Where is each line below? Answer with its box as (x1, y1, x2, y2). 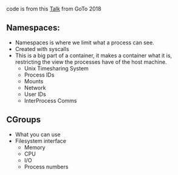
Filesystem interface (15, 137, 67, 145)
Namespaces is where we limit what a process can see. (15, 39, 154, 46)
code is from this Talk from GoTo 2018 (6, 5, 101, 12)
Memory (24, 143, 46, 151)
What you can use (15, 131, 61, 138)
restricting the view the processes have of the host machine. (15, 58, 167, 66)
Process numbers (24, 163, 69, 170)
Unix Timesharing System (24, 64, 89, 72)
